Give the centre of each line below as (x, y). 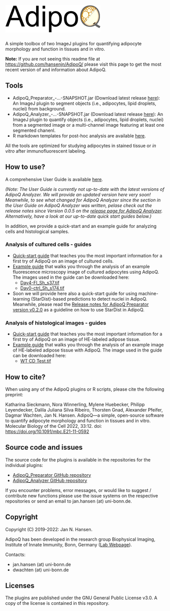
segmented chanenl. (34, 130)
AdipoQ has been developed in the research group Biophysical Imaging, (80, 539)
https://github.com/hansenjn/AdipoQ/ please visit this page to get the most (83, 64)
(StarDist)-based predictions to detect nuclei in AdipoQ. (89, 299)
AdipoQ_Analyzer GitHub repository (50, 480)
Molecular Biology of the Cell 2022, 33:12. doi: (54, 426)
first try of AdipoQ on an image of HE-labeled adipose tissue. (76, 339)
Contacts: (15, 555)
